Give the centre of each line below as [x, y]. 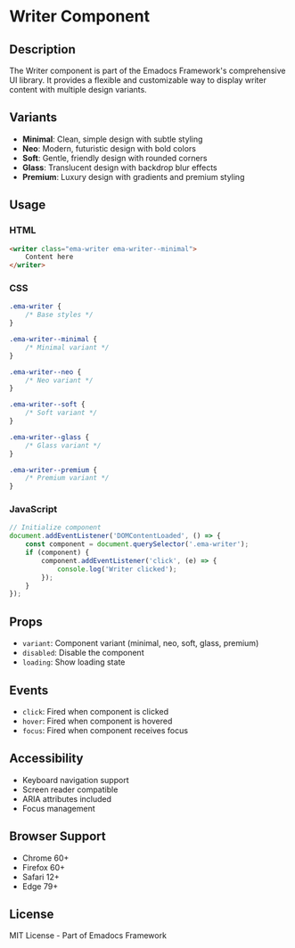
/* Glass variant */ [63, 445]
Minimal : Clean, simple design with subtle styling [112, 139]
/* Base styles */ [59, 315]
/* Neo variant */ [59, 380]
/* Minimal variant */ [67, 347]
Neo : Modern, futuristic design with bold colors [109, 148]
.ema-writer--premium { [53, 470]
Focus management [58, 808]
